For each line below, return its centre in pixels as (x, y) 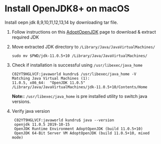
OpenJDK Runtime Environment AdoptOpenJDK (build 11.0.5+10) (79, 129)
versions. (21, 101)
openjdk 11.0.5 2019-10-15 (42, 124)
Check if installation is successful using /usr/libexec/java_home (77, 65)
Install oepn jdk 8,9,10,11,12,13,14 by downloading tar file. (61, 22)
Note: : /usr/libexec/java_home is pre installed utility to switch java (79, 96)
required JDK (25, 37)
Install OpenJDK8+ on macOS (67, 9)
